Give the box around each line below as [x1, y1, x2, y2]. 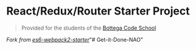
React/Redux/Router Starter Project [6, 4, 190, 18]
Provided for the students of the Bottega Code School [21, 24, 156, 31]
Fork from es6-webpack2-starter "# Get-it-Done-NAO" [6, 36, 144, 43]
